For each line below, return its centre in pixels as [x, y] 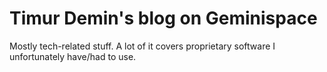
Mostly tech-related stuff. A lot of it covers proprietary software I [142, 46]
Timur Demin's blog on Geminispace [163, 18]
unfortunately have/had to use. [73, 56]
